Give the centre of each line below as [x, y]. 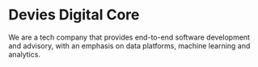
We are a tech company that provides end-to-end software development [129, 37]
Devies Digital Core [74, 15]
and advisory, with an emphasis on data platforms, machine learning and [129, 45]
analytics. [24, 54]
